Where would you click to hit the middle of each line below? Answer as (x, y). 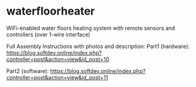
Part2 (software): (28, 71)
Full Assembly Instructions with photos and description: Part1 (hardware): (98, 46)
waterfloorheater (51, 11)
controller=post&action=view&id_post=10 (58, 59)
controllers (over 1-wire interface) (48, 34)
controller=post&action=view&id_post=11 (57, 77)
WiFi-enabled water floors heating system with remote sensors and (91, 28)
